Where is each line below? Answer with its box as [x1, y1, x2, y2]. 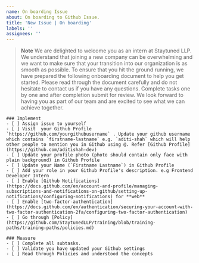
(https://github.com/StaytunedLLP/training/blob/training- [6, 220, 156, 226]
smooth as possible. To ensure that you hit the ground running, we [20, 66, 184, 73]
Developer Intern [6, 173, 49, 179]
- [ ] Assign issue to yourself [6, 121, 86, 127]
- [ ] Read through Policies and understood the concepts [6, 251, 153, 257]
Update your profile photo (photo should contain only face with [21, 152, 188, 158]
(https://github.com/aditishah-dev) [6, 147, 97, 153]
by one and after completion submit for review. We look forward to [20, 92, 184, 99]
